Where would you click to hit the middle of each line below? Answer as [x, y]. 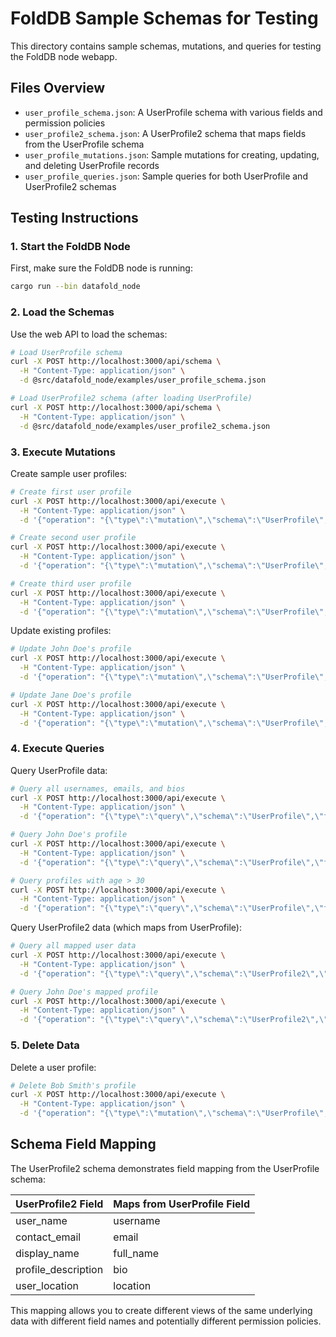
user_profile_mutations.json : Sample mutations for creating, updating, [172, 154]
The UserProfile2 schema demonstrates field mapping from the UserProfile [165, 1168]
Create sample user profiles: [69, 473]
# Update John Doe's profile [71, 649]
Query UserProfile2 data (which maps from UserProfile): [126, 928]
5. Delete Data [45, 1045]
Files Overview [58, 88]
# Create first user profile [71, 492]
